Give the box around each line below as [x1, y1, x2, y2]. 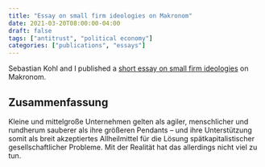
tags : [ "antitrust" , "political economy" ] [8, 34, 153, 43]
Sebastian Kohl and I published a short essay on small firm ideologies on [8, 63, 249, 73]
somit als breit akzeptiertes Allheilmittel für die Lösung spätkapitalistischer [8, 133, 255, 143]
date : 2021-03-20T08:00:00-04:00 [8, 19, 121, 27]
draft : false [8, 26, 52, 35]
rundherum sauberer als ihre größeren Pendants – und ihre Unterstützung [8, 125, 252, 135]
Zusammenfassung [8, 96, 109, 109]
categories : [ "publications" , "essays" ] [8, 42, 147, 50]
